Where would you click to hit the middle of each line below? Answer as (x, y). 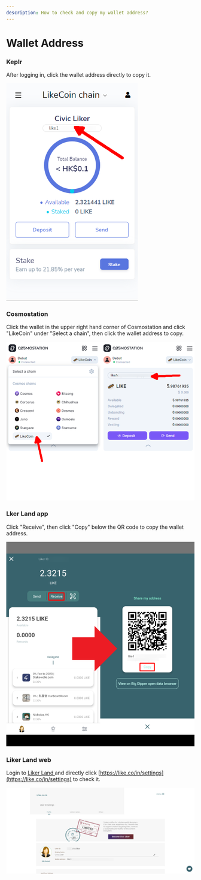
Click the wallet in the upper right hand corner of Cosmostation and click (96, 327)
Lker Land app (27, 514)
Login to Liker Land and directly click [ (53, 773)
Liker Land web (29, 760)
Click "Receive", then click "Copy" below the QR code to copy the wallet (95, 527)
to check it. (86, 779)
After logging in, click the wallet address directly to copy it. (79, 75)
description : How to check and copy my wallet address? (77, 13)
